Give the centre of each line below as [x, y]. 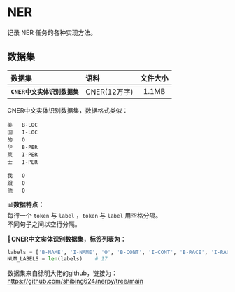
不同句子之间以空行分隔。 [44, 224]
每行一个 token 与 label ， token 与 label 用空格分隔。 [85, 215]
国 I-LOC [23, 132]
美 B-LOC [23, 125]
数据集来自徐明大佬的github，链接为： [62, 273]
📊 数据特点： [26, 204]
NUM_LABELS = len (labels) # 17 [58, 259]
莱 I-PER [23, 155]
